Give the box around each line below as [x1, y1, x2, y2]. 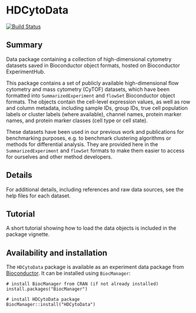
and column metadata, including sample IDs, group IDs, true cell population [6, 104, 188, 112]
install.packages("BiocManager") [6, 286, 88, 292]
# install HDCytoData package [6, 297, 80, 302]
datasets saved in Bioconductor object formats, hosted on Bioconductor [6, 62, 180, 69]
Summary [6, 40, 43, 50]
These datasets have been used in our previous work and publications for [6, 128, 184, 135]
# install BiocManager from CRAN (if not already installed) [6, 281, 159, 287]
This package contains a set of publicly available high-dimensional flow [6, 79, 179, 86]
